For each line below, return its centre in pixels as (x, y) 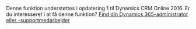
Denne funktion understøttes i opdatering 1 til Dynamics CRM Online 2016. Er (98, 8)
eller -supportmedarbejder (38, 20)
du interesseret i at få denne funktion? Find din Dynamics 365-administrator (97, 14)
